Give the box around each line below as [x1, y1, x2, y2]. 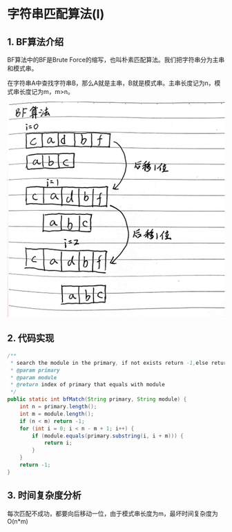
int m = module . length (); [19, 410, 95, 417]
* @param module [10, 374, 57, 381]
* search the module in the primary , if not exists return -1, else [10, 359, 209, 366]
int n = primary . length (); [19, 403, 97, 410]
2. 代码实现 [7, 332, 55, 344]
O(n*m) [7, 517, 29, 525]
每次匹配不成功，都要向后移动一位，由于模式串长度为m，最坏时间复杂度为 [7, 509, 219, 517]
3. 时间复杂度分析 [7, 490, 81, 502]
